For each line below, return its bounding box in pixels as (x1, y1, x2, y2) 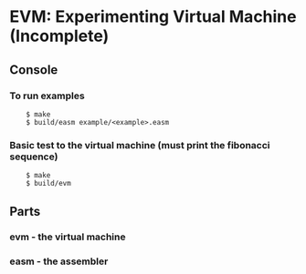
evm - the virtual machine (9, 230, 126, 243)
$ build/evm (26, 179, 71, 188)
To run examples (9, 89, 85, 102)
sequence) (9, 150, 58, 163)
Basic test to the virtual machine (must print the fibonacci (9, 138, 271, 151)
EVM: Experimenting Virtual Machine (9, 6, 297, 27)
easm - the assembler (9, 255, 109, 268)
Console (9, 62, 58, 77)
